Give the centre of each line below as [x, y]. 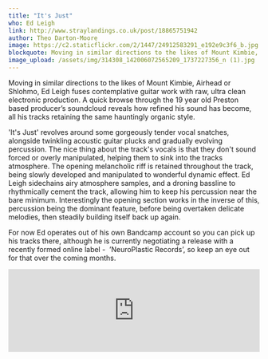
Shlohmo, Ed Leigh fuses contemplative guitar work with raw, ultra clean [127, 91]
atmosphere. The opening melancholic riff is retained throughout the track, [131, 166]
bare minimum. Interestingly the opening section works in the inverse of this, [134, 199]
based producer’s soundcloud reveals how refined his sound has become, [130, 108]
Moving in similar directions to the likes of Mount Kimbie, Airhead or [120, 83]
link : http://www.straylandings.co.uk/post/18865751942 [103, 30]
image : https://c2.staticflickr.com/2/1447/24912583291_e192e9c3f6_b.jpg [134, 45]
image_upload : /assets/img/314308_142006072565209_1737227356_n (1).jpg [132, 61]
